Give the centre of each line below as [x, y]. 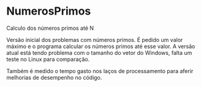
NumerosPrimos [49, 11]
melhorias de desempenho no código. [54, 77]
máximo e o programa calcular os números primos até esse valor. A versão [101, 46]
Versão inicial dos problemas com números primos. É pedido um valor [95, 40]
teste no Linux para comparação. [48, 59]
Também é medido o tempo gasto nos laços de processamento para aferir [100, 71]
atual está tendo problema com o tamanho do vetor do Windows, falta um [99, 52]
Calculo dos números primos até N [50, 28]
